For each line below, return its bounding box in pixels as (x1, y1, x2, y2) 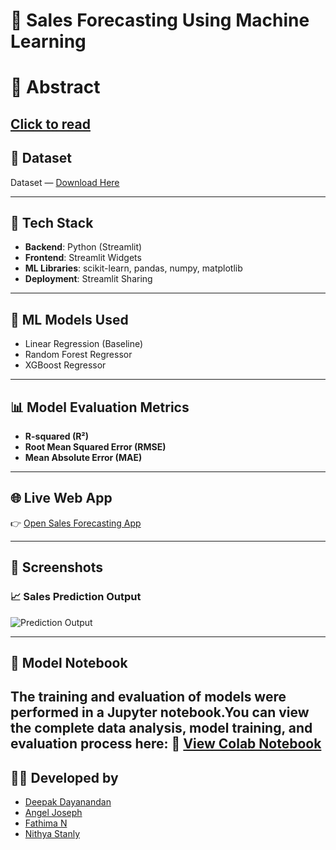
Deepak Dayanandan (24, 796, 112, 808)
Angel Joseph (24, 807, 83, 819)
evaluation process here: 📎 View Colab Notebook (10, 735, 322, 753)
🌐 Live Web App (10, 490, 113, 507)
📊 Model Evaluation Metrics (10, 399, 190, 416)
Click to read (10, 115, 91, 133)
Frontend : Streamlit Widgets (24, 252, 142, 264)
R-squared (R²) (24, 430, 90, 443)
